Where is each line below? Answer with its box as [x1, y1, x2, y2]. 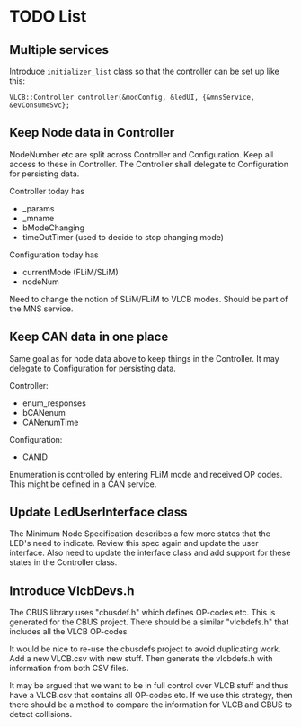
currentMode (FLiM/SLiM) [22, 266, 119, 277]
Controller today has [9, 185, 85, 196]
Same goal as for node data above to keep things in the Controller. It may [9, 353, 279, 363]
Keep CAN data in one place [9, 329, 169, 345]
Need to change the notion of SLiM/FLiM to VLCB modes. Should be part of [9, 293, 288, 304]
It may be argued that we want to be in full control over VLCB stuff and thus [9, 680, 288, 691]
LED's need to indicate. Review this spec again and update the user [9, 538, 259, 549]
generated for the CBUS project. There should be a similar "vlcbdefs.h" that [9, 616, 289, 627]
